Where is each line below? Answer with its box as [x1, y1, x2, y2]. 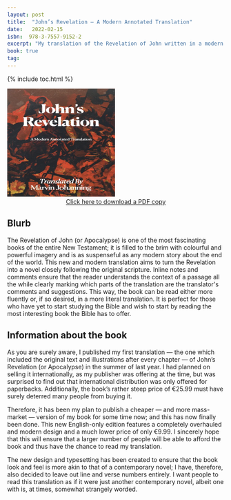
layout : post [7, 11, 45, 18]
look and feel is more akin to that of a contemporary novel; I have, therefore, [7, 463, 223, 471]
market [7, 412, 28, 421]
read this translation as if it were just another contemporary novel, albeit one [7, 477, 224, 485]
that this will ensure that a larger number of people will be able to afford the [7, 434, 221, 443]
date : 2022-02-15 [7, 26, 63, 33]
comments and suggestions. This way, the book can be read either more [7, 287, 213, 295]
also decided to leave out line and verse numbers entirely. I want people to [7, 470, 219, 479]
